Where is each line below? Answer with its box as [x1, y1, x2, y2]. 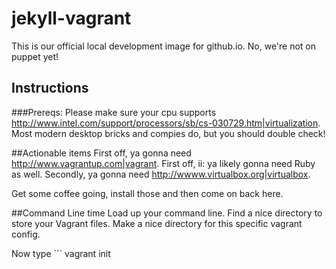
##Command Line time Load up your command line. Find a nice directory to [11, 207, 323, 219]
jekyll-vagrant [11, 7, 132, 30]
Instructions [11, 80, 89, 97]
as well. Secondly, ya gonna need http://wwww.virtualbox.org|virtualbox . [11, 168, 311, 180]
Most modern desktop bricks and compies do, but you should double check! [11, 127, 326, 139]
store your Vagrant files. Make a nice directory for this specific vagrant [11, 217, 303, 229]
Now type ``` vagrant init [11, 247, 111, 259]
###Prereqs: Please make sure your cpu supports [11, 106, 217, 118]
